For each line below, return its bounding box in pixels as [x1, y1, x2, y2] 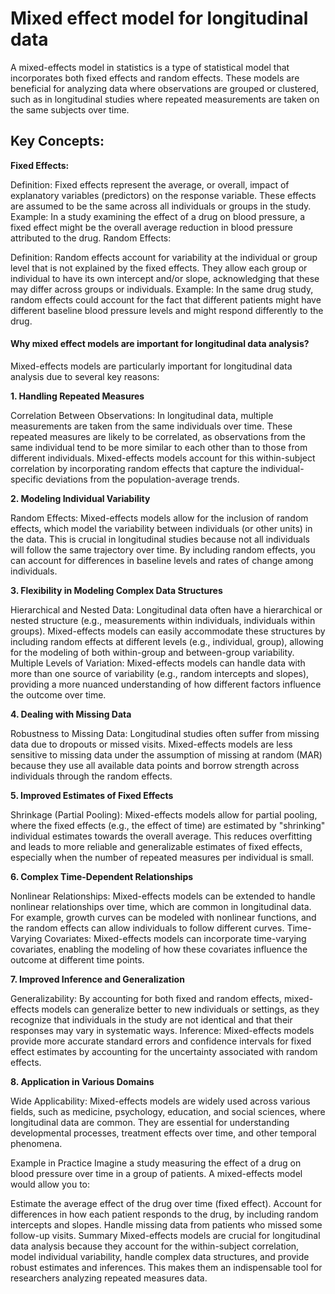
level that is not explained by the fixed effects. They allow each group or [10, 262, 308, 274]
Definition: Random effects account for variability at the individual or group [10, 251, 318, 263]
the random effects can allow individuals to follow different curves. [10, 922, 285, 934]
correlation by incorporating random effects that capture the [10, 462, 259, 474]
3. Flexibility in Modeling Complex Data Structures [10, 584, 223, 596]
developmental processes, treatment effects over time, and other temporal [10, 1127, 317, 1139]
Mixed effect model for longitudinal [10, 7, 309, 30]
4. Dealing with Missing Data [10, 708, 132, 720]
